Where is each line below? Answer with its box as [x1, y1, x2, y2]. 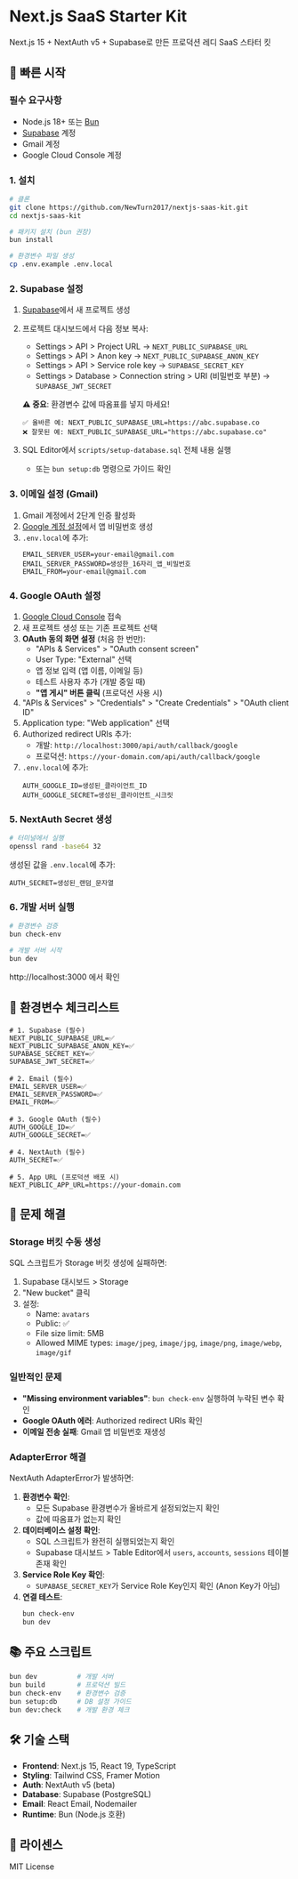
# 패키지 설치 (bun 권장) [9, 227, 93, 237]
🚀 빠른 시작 [9, 65, 67, 81]
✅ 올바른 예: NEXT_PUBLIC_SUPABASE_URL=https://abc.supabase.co [21, 418, 260, 428]
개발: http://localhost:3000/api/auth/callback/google [35, 739, 238, 750]
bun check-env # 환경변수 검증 [9, 1689, 126, 1698]
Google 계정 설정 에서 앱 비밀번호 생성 [21, 520, 154, 531]
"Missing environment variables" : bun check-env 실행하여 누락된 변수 [21, 1392, 276, 1403]
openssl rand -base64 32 [9, 843, 101, 851]
